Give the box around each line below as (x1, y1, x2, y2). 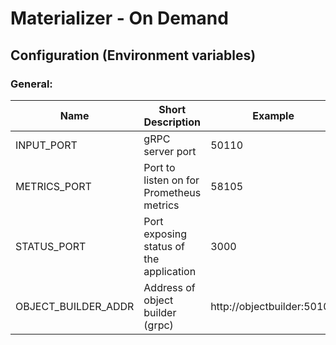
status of (143, 239, 186, 253)
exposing (143, 227, 187, 241)
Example (252, 108, 295, 122)
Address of (143, 280, 196, 294)
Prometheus (143, 185, 202, 199)
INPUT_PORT (15, 138, 78, 152)
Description (143, 115, 201, 129)
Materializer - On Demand (10, 7, 229, 30)
